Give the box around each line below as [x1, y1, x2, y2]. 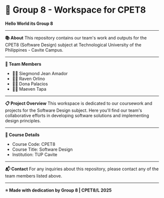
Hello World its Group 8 [5, 20, 53, 26]
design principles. [5, 118, 41, 123]
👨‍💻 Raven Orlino [12, 76, 45, 81]
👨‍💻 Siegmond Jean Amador [12, 70, 68, 76]
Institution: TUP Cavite [12, 151, 58, 158]
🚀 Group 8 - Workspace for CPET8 [5, 4, 146, 16]
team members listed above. [5, 173, 62, 178]
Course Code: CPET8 [12, 141, 56, 147]
